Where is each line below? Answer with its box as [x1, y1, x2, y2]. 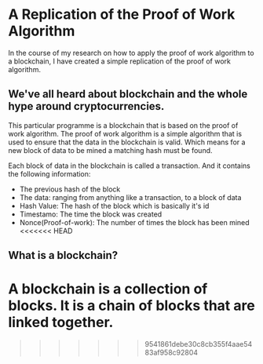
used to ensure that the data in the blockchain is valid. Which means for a [8, 137, 246, 147]
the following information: [8, 169, 91, 178]
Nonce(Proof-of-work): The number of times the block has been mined [19, 217, 250, 227]
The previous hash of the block [19, 184, 121, 194]
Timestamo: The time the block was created [19, 209, 163, 219]
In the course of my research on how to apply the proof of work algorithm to [8, 48, 254, 57]
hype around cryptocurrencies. [8, 100, 165, 113]
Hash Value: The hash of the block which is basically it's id [19, 201, 210, 210]
